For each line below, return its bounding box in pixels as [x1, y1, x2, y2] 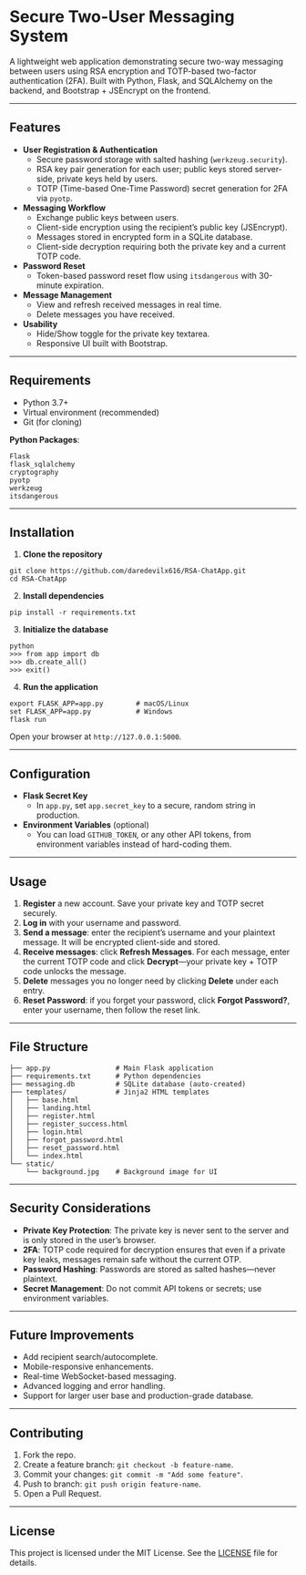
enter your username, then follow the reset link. [22, 1004, 201, 1015]
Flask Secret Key [22, 790, 88, 801]
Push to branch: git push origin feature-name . [22, 1478, 202, 1489]
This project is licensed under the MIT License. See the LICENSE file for [9, 1548, 279, 1559]
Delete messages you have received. [36, 308, 176, 320]
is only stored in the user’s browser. [22, 1234, 157, 1245]
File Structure [9, 1039, 88, 1055]
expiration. [64, 280, 105, 291]
